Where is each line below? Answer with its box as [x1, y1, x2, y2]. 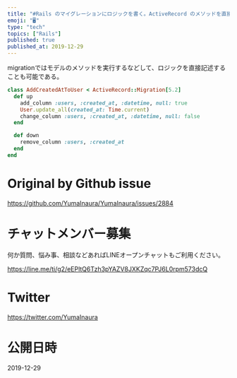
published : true [7, 37, 55, 44]
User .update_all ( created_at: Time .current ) [20, 106, 150, 113]
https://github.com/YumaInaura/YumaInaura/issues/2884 [7, 199, 174, 207]
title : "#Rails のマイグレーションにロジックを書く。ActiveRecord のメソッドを [7, 10, 222, 18]
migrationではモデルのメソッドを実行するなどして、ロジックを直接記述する [7, 64, 226, 71]
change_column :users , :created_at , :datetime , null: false [20, 112, 200, 120]
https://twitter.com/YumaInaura [7, 312, 99, 321]
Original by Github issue [7, 175, 152, 191]
